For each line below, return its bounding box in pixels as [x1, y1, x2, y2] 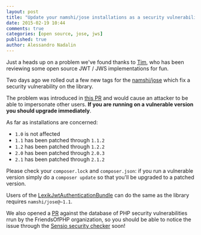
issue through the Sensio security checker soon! [6, 222, 126, 229]
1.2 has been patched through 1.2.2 [14, 143, 105, 150]
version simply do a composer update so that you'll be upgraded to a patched [6, 173, 194, 181]
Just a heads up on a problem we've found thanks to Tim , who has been [6, 58, 184, 66]
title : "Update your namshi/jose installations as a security [6, 14, 165, 20]
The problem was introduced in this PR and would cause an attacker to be [6, 94, 188, 102]
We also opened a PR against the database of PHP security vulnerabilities [6, 209, 188, 216]
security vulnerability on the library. [6, 83, 94, 90]
